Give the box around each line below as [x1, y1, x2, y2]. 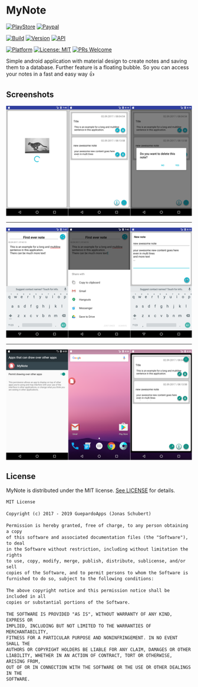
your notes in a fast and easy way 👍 [6, 70, 95, 77]
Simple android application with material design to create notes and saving [6, 57, 187, 64]
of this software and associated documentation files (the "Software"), [6, 535, 189, 541]
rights [6, 552, 22, 558]
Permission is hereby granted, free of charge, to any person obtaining [6, 523, 189, 529]
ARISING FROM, [6, 659, 41, 665]
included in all [6, 594, 46, 600]
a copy [6, 529, 22, 535]
